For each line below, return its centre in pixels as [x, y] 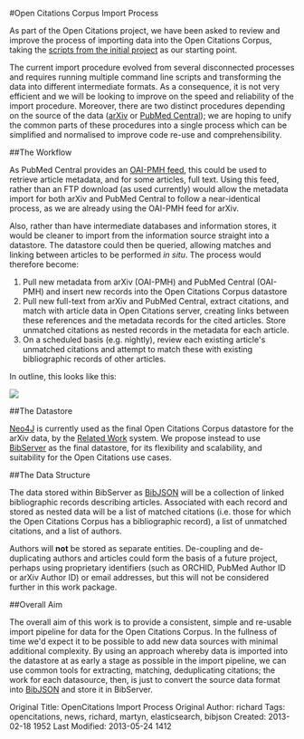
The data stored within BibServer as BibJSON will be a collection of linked [147, 492]
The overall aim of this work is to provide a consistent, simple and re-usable [151, 622]
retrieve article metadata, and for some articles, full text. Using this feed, [144, 179]
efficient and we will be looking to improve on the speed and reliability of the [152, 96]
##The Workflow [41, 152]
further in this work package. [63, 587]
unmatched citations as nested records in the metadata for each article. [156, 330]
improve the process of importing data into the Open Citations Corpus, [141, 40]
